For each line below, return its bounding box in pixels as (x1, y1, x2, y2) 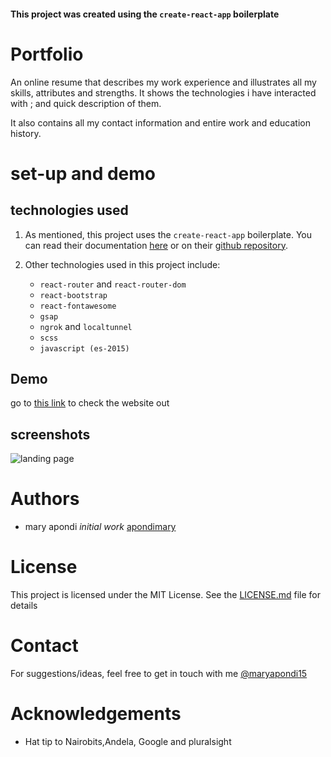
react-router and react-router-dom (39, 278, 187, 290)
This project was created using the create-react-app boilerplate (10, 8, 280, 20)
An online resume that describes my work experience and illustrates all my (10, 76, 317, 88)
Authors (10, 488, 80, 510)
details (10, 600, 38, 612)
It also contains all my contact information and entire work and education (10, 116, 311, 129)
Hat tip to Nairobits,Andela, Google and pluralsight (24, 735, 232, 747)
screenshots (10, 426, 91, 443)
